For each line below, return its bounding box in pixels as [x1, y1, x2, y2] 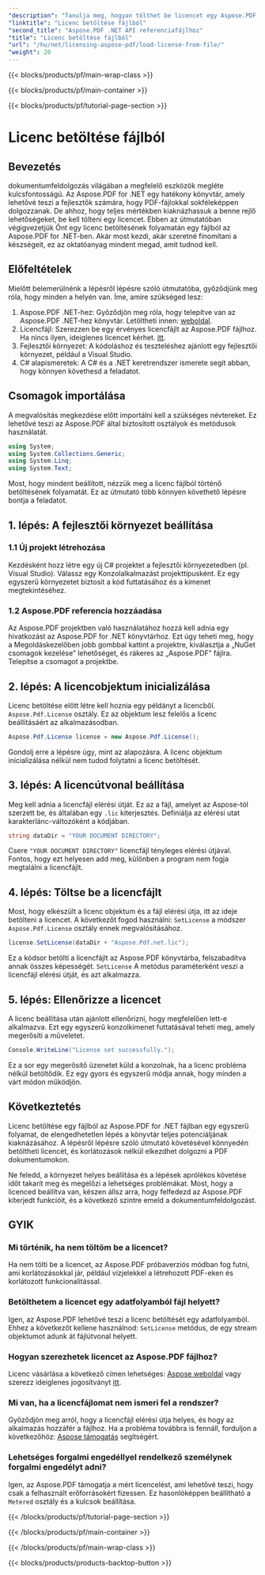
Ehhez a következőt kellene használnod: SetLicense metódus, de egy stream [8, 1323, 257, 1332]
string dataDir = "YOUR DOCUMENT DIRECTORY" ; [8, 832, 161, 840]
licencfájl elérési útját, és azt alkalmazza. [8, 970, 142, 980]
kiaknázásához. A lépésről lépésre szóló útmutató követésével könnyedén [8, 1137, 249, 1148]
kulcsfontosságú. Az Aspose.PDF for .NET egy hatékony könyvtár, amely [8, 189, 245, 199]
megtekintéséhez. [8, 585, 67, 594]
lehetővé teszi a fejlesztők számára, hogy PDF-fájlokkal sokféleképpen [8, 198, 239, 207]
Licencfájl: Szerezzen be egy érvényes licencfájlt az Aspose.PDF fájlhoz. [19, 324, 257, 333]
